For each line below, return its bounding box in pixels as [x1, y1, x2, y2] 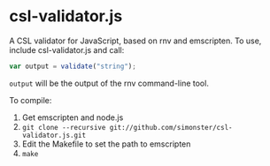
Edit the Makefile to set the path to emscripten [21, 139, 191, 149]
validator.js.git [21, 131, 87, 140]
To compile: [9, 94, 52, 105]
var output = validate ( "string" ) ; [9, 62, 137, 71]
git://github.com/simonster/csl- [109, 123, 233, 132]
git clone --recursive [21, 123, 106, 132]
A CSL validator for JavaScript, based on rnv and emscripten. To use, [9, 35, 262, 46]
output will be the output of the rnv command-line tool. [9, 78, 210, 88]
